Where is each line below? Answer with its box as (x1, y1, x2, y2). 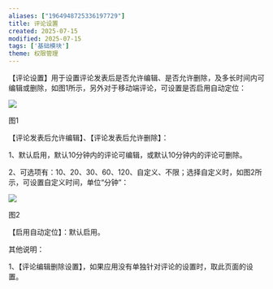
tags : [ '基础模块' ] (8, 42, 70, 50)
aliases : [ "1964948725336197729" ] (8, 11, 126, 20)
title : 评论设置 (8, 19, 58, 28)
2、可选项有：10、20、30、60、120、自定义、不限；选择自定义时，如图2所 (8, 167, 262, 177)
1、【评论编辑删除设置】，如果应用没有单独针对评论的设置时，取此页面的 (8, 261, 246, 271)
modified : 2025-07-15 (8, 34, 82, 43)
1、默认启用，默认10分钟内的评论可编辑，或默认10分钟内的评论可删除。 (8, 150, 247, 159)
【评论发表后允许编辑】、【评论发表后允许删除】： (8, 133, 169, 142)
